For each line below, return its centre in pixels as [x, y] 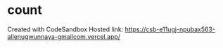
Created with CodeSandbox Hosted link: [65, 29]
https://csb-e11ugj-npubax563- [170, 29]
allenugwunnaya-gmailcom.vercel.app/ [64, 36]
